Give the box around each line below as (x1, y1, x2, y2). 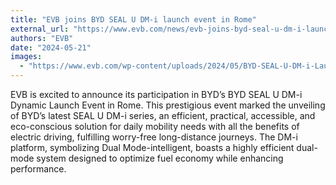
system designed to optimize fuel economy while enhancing (36, 152, 284, 164)
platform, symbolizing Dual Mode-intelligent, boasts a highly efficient (10, 142, 295, 153)
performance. (10, 163, 67, 175)
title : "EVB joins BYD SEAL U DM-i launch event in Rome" (10, 14, 257, 25)
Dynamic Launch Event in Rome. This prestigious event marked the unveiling (10, 99, 326, 111)
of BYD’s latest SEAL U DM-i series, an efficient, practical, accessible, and (10, 110, 316, 121)
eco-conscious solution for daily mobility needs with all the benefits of (10, 121, 300, 132)
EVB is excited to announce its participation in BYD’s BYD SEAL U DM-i (10, 89, 303, 100)
